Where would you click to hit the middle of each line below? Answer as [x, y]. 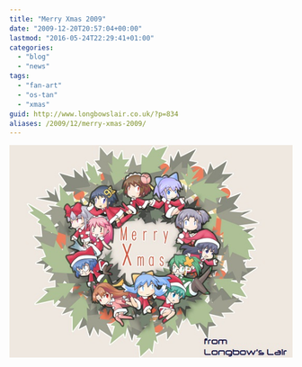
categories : [31, 48]
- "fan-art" [40, 85]
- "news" [34, 67]
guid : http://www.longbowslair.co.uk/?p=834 [94, 114]
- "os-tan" [38, 94]
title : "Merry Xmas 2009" [58, 19]
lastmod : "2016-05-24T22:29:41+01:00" [82, 38]
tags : [19, 76]
